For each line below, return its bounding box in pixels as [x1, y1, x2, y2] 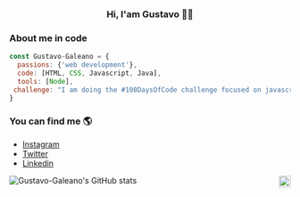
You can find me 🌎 [9, 115, 93, 127]
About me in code [9, 31, 87, 44]
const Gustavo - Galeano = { [9, 53, 110, 62]
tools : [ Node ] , [17, 77, 74, 86]
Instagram [21, 138, 60, 150]
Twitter [21, 148, 49, 159]
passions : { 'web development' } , [17, 61, 138, 70]
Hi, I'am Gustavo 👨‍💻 [106, 8, 194, 21]
